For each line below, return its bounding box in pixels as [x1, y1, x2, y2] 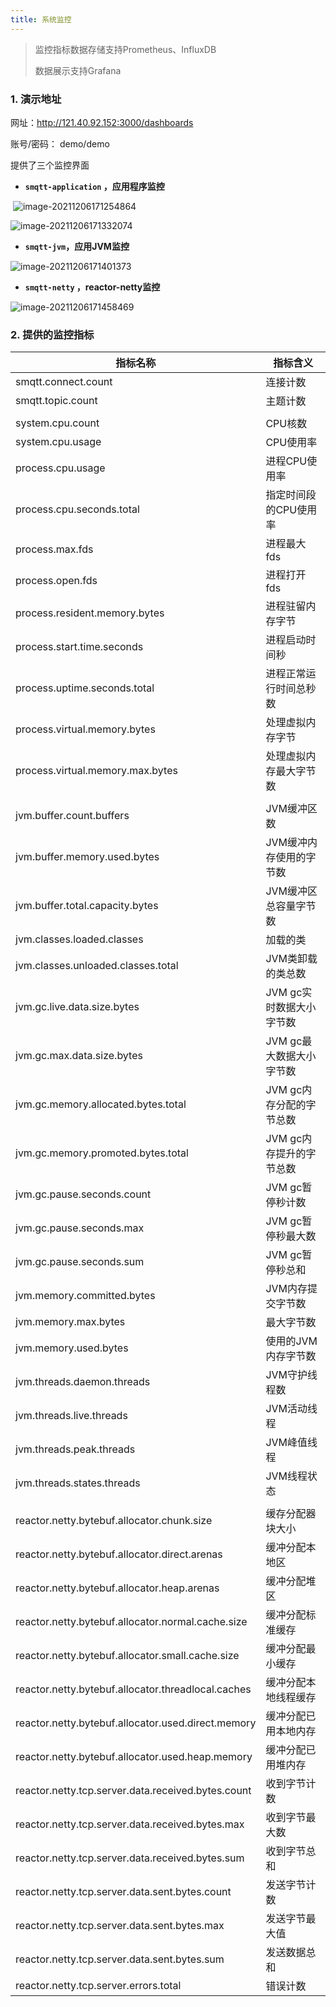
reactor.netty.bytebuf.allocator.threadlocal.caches [15, 1682, 252, 1696]
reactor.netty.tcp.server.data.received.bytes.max [15, 1817, 245, 1831]
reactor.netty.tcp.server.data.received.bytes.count [15, 1784, 252, 1798]
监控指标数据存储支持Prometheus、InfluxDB [34, 43, 217, 55]
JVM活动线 [265, 1402, 318, 1416]
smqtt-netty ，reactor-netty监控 [24, 281, 161, 293]
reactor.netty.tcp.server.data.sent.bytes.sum [15, 1952, 225, 1966]
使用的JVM [265, 1334, 318, 1348]
